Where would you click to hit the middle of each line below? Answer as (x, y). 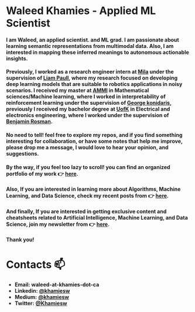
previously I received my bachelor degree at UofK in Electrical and (88, 109)
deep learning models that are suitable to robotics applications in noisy (94, 84)
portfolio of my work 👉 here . (42, 173)
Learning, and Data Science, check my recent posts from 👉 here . (87, 196)
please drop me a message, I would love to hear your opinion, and (87, 147)
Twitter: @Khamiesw (41, 303)
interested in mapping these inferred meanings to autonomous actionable (97, 52)
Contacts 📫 (36, 264)
